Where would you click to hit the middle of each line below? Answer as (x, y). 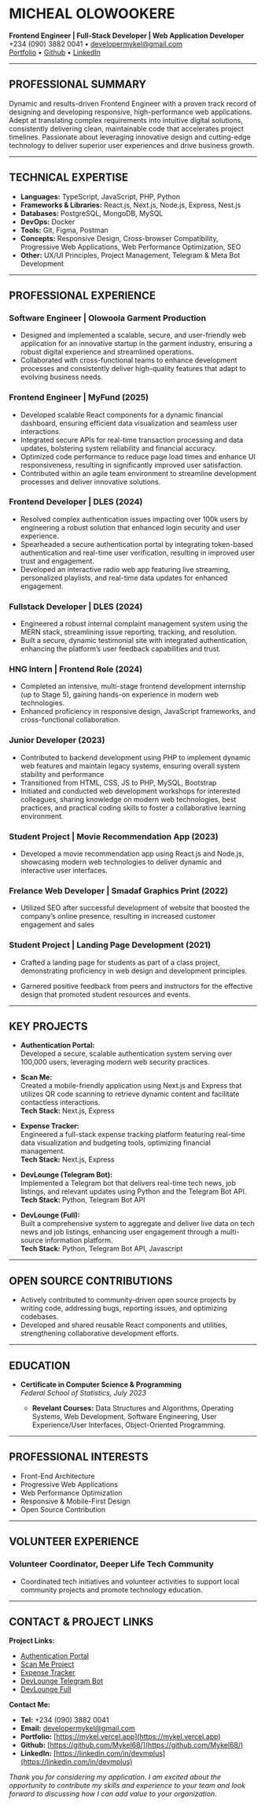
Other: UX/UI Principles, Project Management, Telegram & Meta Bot (130, 255)
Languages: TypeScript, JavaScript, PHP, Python (100, 196)
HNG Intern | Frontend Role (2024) (76, 669)
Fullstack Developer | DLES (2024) (76, 606)
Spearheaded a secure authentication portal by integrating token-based (137, 544)
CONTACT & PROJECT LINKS (81, 1621)
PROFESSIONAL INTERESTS (79, 1457)
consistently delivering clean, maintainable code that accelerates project (127, 128)
